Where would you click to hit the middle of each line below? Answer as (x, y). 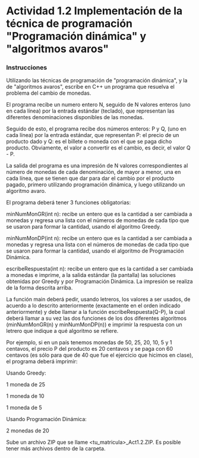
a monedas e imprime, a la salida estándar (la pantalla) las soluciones (91, 275)
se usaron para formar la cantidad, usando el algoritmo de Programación (95, 251)
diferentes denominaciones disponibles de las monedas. (75, 117)
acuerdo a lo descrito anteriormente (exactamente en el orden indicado (93, 306)
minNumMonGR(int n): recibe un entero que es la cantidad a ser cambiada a (99, 214)
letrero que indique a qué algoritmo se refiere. (62, 331)
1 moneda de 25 (26, 385)
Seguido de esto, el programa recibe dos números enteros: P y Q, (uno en (96, 129)
